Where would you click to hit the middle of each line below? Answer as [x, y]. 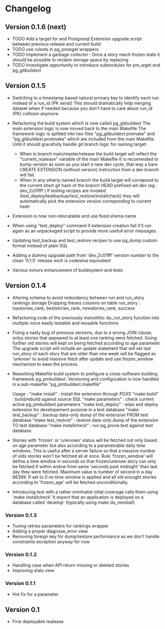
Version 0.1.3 [21, 515]
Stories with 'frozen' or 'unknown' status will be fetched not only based [85, 440]
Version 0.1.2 [21, 554]
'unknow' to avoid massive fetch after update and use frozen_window [83, 359]
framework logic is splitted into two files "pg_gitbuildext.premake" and [83, 134]
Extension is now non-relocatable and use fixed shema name [74, 216]
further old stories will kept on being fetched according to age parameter [86, 343]
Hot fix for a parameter [35, 594]
